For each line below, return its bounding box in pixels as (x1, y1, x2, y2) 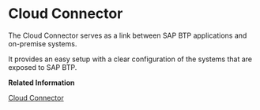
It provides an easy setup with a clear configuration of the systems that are (8, 54, 253, 64)
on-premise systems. (8, 38, 77, 48)
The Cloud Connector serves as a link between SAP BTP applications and (8, 31, 247, 40)
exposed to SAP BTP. (8, 62, 77, 71)
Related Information (8, 78, 75, 87)
